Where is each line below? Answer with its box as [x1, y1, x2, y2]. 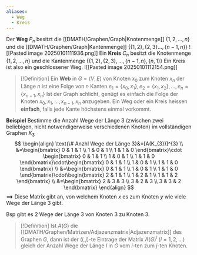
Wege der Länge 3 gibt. [6, 199, 64, 206]
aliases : [6, 8, 28, 15]
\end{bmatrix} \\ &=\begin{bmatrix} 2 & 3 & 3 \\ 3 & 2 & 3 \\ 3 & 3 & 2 [16, 177, 181, 184]
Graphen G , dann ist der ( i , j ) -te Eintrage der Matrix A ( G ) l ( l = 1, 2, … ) [20, 234, 185, 243]
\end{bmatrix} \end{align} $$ [64, 184, 134, 191]
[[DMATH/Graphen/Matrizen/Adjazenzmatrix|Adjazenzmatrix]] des [20, 228, 182, 236]
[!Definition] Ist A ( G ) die [20, 222, 78, 229]
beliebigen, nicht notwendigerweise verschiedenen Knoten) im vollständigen [6, 123, 192, 130]
